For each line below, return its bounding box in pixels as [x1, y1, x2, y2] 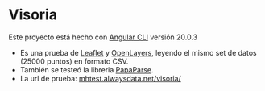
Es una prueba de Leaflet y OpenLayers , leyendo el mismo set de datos [19, 48, 257, 57]
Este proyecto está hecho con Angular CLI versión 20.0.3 [8, 32, 198, 42]
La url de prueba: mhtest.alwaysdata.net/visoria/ [19, 73, 181, 83]
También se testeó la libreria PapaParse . [19, 64, 155, 74]
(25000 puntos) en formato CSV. [19, 56, 129, 66]
